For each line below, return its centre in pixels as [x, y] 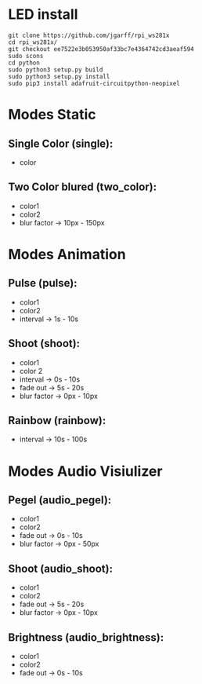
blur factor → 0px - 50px [59, 544]
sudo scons [26, 56]
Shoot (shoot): [44, 344]
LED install [43, 15]
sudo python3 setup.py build [56, 69]
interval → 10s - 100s [53, 439]
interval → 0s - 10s [50, 379]
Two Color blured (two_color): [83, 187]
